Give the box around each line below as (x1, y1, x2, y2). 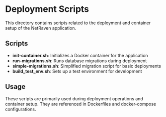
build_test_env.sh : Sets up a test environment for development (12, 68, 143, 74)
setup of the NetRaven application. (5, 25, 76, 31)
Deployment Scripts (5, 3, 89, 15)
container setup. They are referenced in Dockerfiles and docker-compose (5, 101, 157, 107)
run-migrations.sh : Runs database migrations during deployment (12, 58, 147, 64)
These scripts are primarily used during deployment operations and (5, 95, 143, 102)
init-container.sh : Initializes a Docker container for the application (12, 52, 148, 58)
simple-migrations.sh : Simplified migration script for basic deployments (12, 63, 162, 69)
